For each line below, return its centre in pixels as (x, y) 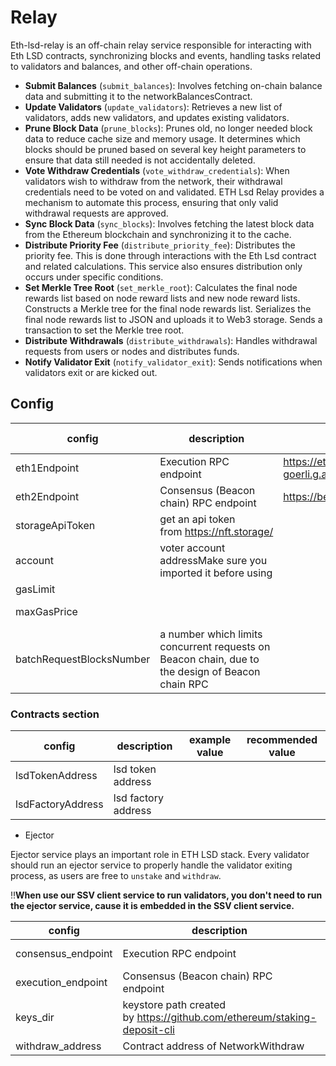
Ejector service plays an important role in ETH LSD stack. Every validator (160, 855)
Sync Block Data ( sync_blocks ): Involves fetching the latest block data (169, 223)
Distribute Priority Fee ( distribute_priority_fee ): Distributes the (160, 245)
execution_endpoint (61, 983)
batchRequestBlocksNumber (83, 659)
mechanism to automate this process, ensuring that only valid (151, 202)
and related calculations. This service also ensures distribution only (163, 266)
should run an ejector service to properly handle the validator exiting (151, 865)
